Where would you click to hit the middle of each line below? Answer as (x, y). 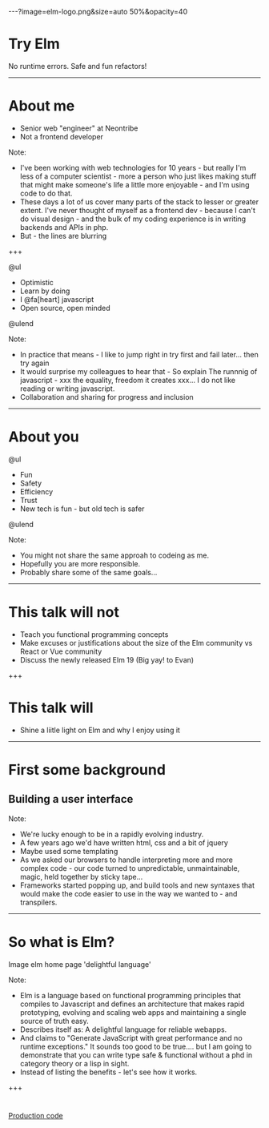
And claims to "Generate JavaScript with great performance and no (131, 1037)
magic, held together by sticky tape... (81, 876)
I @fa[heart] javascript (57, 299)
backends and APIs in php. (64, 227)
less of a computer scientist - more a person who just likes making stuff (138, 176)
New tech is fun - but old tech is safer (82, 509)
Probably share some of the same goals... (88, 572)
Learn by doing (45, 291)
